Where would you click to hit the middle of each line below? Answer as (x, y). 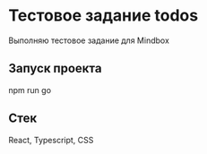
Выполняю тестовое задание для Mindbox (89, 40)
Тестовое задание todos (103, 16)
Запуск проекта (55, 68)
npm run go (30, 90)
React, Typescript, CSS (51, 140)
